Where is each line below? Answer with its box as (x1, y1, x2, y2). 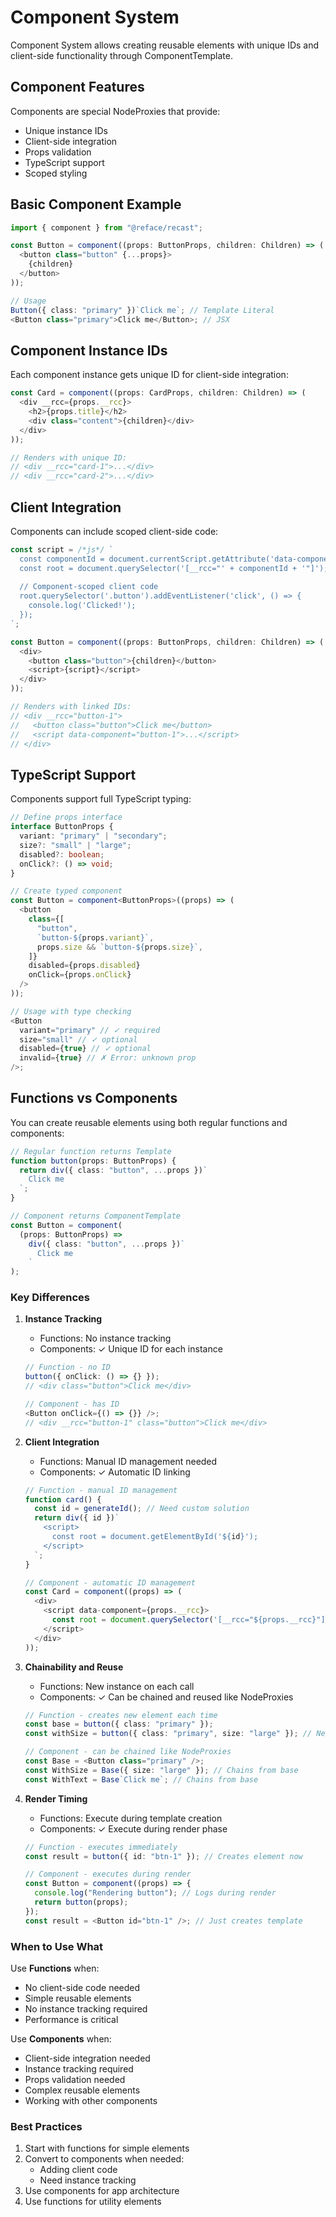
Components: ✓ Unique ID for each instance (39, 1343, 223, 1355)
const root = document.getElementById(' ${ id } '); (51, 1532, 259, 1542)
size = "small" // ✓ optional (19, 1034, 138, 1045)
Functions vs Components (10, 1090, 178, 1107)
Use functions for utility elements (24, 2196, 162, 2208)
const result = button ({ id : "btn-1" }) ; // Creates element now (24, 1851, 303, 1861)
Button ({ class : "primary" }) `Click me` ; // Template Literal (10, 305, 275, 315)
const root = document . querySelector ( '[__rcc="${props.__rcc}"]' (51, 1615, 330, 1625)
